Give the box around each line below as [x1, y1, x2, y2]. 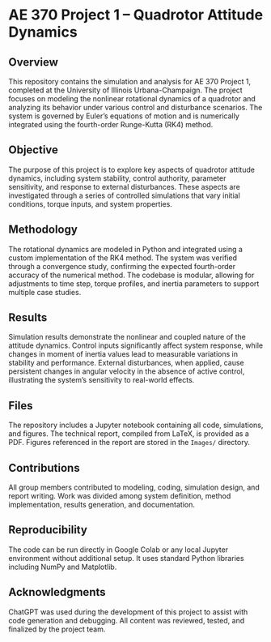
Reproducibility [8, 523, 87, 537]
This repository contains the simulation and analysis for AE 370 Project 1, [8, 77, 252, 86]
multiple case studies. [8, 287, 82, 297]
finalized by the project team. [8, 624, 106, 634]
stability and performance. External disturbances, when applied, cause [8, 358, 244, 368]
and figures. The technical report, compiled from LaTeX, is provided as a [8, 429, 249, 439]
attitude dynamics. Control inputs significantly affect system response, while [8, 340, 264, 350]
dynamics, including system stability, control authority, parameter [8, 173, 227, 183]
